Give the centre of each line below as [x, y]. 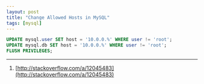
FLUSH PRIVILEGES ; [29, 51]
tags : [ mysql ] [24, 23]
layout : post [23, 12]
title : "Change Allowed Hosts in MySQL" [58, 18]
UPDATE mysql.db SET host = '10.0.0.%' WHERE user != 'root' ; [87, 45]
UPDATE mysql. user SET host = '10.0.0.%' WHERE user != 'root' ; [89, 40]
